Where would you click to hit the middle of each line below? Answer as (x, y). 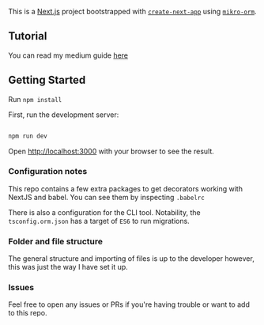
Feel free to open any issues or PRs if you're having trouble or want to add (129, 304)
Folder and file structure (56, 241)
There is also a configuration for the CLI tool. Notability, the (104, 212)
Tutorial (28, 36)
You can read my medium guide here (68, 55)
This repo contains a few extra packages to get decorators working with (126, 188)
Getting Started (47, 80)
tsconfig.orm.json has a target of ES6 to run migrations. (99, 221)
